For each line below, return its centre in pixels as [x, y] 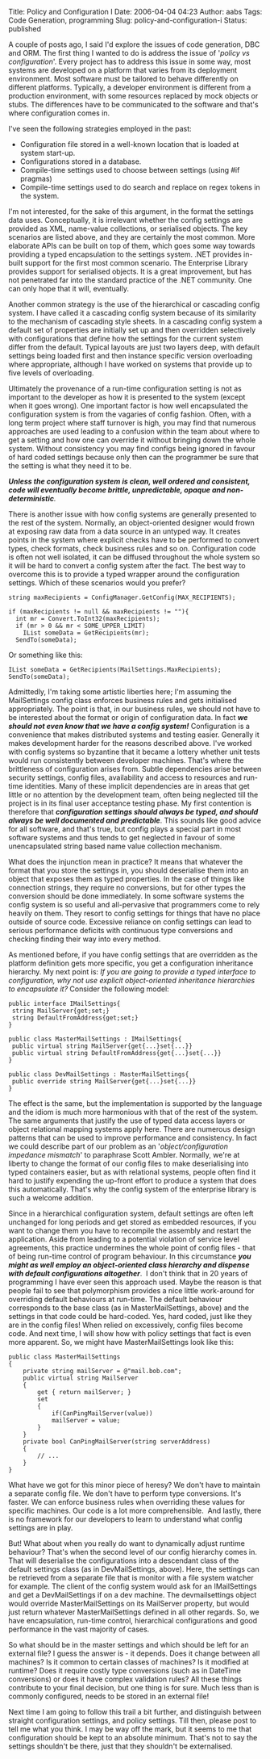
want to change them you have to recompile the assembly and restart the [130, 1231]
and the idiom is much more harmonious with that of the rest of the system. [133, 1112]
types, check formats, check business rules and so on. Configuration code [132, 549]
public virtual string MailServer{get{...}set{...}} [102, 1046]
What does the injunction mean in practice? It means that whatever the [126, 862]
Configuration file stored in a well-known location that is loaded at [129, 144]
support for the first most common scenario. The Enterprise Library [136, 263]
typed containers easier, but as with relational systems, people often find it [132, 1172]
